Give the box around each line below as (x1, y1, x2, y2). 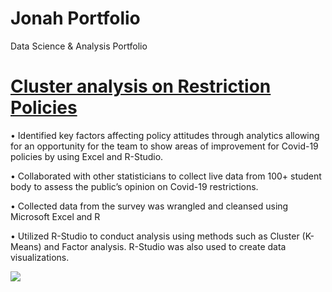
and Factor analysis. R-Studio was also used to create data (43, 240, 287, 252)
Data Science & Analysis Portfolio (10, 40, 148, 52)
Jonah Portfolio (10, 7, 141, 30)
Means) (10, 240, 42, 252)
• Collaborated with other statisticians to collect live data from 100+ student (10, 170, 322, 182)
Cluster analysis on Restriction (10, 75, 272, 98)
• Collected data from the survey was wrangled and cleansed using (10, 200, 289, 212)
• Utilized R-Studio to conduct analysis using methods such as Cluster (10, 230, 300, 242)
